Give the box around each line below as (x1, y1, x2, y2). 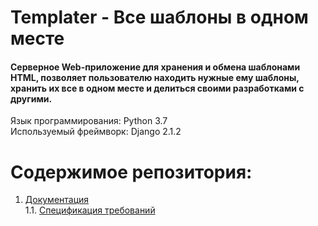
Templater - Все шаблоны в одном (10, 6, 309, 29)
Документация (24, 194, 90, 206)
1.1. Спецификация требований (24, 204, 156, 216)
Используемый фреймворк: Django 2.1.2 (10, 126, 182, 138)
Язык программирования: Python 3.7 (10, 115, 168, 127)
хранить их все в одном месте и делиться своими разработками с (10, 82, 305, 94)
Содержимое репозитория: (10, 161, 253, 183)
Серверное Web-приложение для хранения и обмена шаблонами (10, 61, 301, 73)
